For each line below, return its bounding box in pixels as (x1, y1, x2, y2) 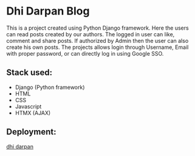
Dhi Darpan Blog (6, 4, 90, 18)
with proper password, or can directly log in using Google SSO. (6, 50, 164, 57)
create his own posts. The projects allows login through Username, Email (6, 44, 189, 51)
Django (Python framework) (15, 83, 85, 91)
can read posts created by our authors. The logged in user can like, (6, 30, 175, 37)
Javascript (15, 103, 42, 110)
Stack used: (6, 68, 53, 78)
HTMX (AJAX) (15, 109, 51, 116)
